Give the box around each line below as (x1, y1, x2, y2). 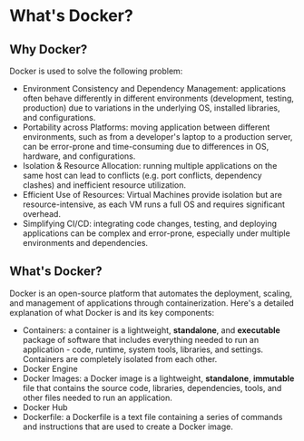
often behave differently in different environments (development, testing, (22, 93, 295, 103)
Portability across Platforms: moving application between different (22, 122, 270, 132)
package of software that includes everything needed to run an (22, 334, 260, 345)
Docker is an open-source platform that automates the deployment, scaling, (9, 288, 293, 299)
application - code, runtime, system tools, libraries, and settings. (22, 344, 264, 355)
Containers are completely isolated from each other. (22, 353, 218, 364)
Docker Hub (22, 401, 68, 413)
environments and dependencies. (22, 238, 148, 248)
